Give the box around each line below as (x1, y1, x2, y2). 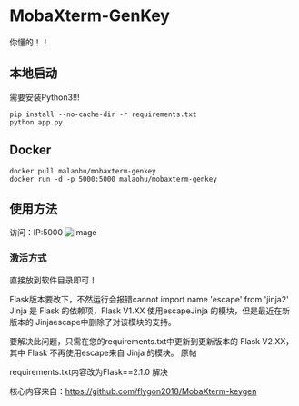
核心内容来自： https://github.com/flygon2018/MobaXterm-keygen (9, 385, 257, 396)
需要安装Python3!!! (9, 92, 80, 103)
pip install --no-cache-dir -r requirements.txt (9, 110, 197, 119)
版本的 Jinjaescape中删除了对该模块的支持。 (9, 316, 177, 327)
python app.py (9, 117, 64, 127)
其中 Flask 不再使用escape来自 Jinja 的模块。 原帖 (9, 347, 197, 358)
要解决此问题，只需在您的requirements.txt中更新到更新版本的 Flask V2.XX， (9, 335, 294, 346)
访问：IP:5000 (9, 227, 64, 238)
